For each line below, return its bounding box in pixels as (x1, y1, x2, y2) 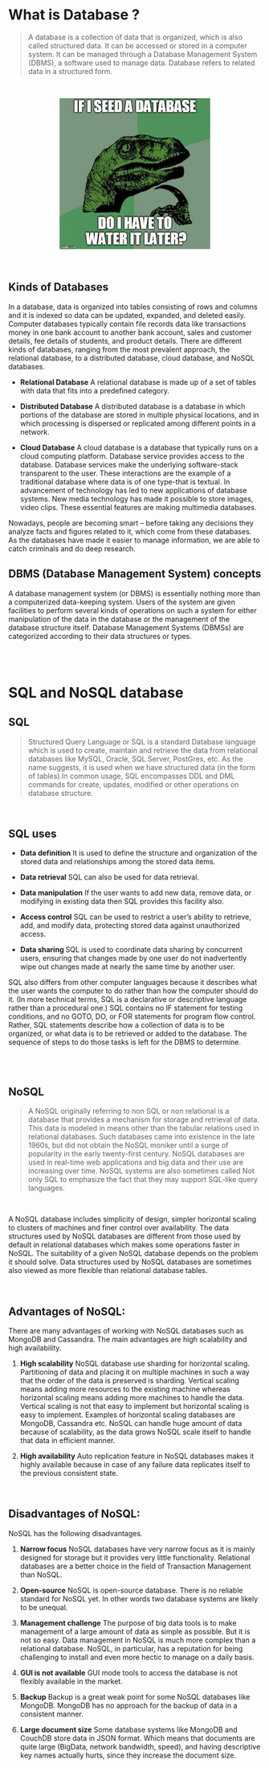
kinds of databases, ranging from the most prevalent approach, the (8, 344, 230, 354)
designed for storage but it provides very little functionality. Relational (19, 1552, 251, 1562)
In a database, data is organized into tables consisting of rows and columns (8, 302, 259, 311)
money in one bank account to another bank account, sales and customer (8, 328, 253, 337)
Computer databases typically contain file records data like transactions (8, 319, 247, 328)
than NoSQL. (19, 1569, 63, 1579)
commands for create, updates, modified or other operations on (27, 779, 239, 789)
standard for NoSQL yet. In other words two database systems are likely (19, 1593, 259, 1603)
